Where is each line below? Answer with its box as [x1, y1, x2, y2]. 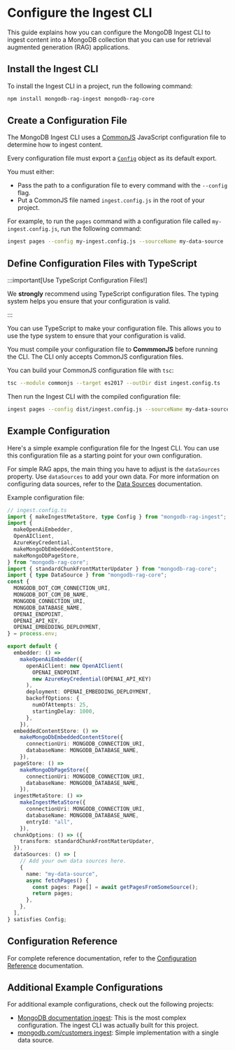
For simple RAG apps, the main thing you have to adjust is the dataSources [7, 464, 220, 473]
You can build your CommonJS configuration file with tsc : [7, 366, 174, 375]
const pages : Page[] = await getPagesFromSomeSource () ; [32, 884, 199, 891]
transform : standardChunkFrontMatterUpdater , [20, 838, 155, 845]
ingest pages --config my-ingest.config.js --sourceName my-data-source [7, 238, 224, 246]
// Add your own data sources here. [20, 858, 127, 865]
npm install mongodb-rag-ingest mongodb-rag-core [7, 95, 155, 102]
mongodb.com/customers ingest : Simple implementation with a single [17, 1028, 219, 1037]
